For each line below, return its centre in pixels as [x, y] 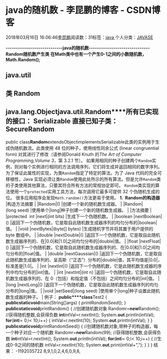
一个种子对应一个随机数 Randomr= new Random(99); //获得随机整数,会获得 [81, 332]
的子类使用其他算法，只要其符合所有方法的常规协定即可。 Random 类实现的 [81, 185]
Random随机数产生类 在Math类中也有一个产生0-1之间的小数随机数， [76, 54]
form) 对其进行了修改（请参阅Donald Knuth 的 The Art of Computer [74, 154]
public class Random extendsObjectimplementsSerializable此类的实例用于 [81, 142]
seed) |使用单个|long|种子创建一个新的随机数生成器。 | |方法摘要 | [84, 210]
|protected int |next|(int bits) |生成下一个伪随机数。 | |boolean [69, 216]
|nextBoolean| [148, 216]
